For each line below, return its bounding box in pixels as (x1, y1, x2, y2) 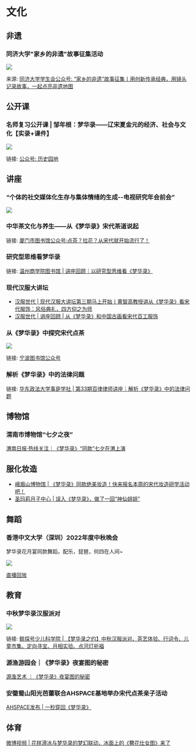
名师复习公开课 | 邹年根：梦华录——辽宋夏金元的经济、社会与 (6, 121, 180, 129)
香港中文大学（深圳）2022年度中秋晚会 (6, 534, 118, 542)
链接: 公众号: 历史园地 (6, 155, 59, 162)
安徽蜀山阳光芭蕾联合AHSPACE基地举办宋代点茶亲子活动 (6, 689, 168, 697)
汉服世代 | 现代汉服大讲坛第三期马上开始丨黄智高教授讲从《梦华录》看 (14, 298, 185, 305)
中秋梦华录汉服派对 (6, 609, 61, 618)
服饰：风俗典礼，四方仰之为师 (19, 306, 92, 313)
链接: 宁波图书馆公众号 (6, 355, 61, 362)
